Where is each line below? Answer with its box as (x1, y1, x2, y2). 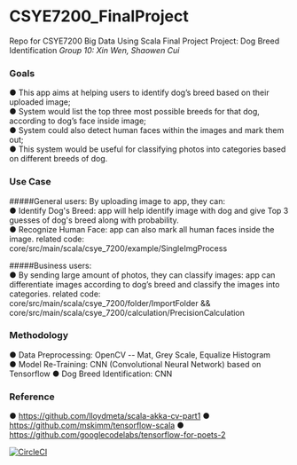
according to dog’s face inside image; (9, 115, 146, 126)
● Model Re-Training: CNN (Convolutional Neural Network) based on (9, 359, 262, 369)
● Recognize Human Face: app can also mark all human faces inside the (9, 224, 275, 234)
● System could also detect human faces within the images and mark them (9, 125, 285, 136)
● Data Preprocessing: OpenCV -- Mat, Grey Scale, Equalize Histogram (9, 349, 271, 360)
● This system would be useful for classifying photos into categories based (9, 144, 286, 154)
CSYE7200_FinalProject (9, 6, 189, 27)
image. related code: (9, 233, 84, 244)
